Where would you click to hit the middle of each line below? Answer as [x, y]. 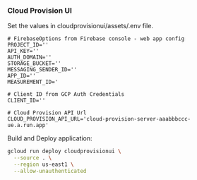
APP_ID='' [22, 76]
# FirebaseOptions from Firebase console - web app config [96, 39]
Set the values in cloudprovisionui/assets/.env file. [80, 26]
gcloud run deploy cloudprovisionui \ [64, 151]
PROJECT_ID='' [28, 45]
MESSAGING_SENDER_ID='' [42, 70]
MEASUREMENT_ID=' [33, 82]
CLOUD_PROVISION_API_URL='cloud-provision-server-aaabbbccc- [99, 119]
